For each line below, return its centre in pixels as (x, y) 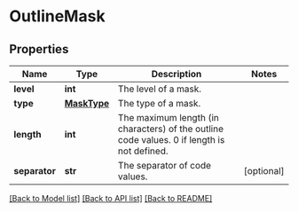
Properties (39, 49)
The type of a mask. (160, 103)
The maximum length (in (169, 118)
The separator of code (165, 165)
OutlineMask (57, 16)
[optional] (264, 171)
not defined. (143, 151)
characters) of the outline (171, 129)
